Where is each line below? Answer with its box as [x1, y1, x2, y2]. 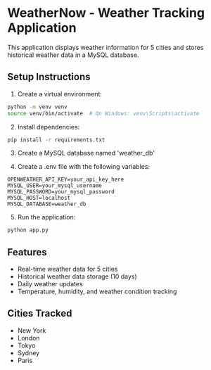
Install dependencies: [17, 122, 80, 131]
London [17, 333, 40, 342]
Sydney [17, 348, 40, 357]
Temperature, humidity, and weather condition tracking [17, 287, 177, 296]
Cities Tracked [7, 307, 72, 319]
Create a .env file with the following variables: [17, 162, 150, 171]
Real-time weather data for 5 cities [17, 265, 118, 274]
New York [17, 326, 46, 335]
